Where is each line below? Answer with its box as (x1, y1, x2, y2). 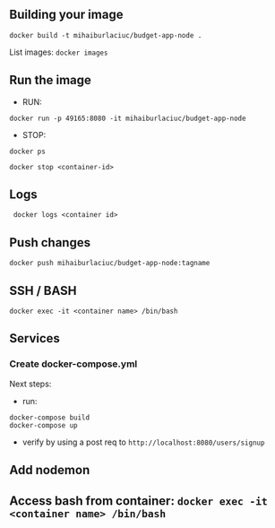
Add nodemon (9, 463, 90, 478)
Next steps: (9, 378, 52, 389)
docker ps (9, 147, 47, 156)
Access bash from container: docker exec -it (9, 493, 269, 508)
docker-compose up (9, 420, 78, 429)
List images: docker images (9, 47, 108, 57)
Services (9, 331, 61, 346)
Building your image (9, 7, 124, 22)
